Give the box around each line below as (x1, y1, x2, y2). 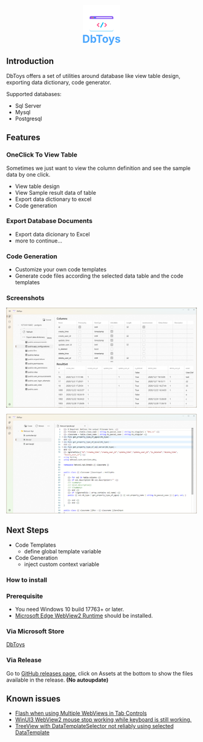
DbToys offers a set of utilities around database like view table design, (6, 72, 181, 79)
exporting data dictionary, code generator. (6, 79, 112, 86)
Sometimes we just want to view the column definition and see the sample (6, 164, 191, 172)
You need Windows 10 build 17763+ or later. (14, 606, 124, 613)
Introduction (6, 56, 54, 67)
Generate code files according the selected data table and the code (14, 272, 184, 279)
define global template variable (24, 547, 101, 555)
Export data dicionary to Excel (14, 230, 90, 238)
